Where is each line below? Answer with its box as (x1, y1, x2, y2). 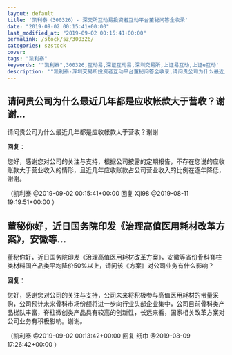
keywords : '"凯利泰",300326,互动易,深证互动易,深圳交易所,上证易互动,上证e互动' (7, 62, 220, 69)
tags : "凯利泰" (7, 55, 48, 62)
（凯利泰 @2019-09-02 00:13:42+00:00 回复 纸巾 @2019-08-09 (7, 331, 191, 340)
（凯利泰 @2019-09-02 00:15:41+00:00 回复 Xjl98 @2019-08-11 (7, 190, 189, 198)
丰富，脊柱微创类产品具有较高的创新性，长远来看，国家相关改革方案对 (25, 309, 225, 317)
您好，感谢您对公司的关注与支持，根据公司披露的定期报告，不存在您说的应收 (7, 157, 225, 166)
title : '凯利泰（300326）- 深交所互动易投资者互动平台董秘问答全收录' (7, 17, 188, 24)
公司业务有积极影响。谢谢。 (7, 317, 86, 325)
